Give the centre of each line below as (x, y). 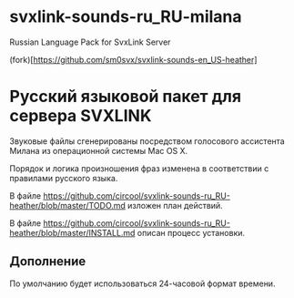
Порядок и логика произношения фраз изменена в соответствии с (139, 168)
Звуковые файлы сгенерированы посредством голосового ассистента (147, 141)
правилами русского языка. (64, 178)
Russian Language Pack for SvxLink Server (90, 42)
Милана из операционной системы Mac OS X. (99, 150)
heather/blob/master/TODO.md (67, 205)
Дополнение (48, 262)
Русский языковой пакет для (126, 97)
